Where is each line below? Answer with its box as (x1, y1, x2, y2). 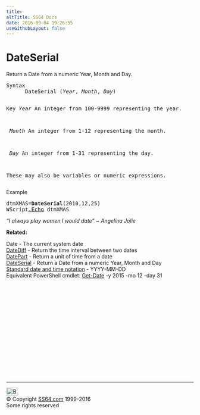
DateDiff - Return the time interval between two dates (6, 246, 137, 254)
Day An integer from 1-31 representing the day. (9, 150, 154, 157)
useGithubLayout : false (6, 25, 65, 32)
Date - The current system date (6, 241, 83, 248)
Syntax (6, 82, 26, 89)
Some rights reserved (6, 402, 60, 409)
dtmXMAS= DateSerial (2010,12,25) (6, 200, 101, 207)
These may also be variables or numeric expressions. (6, 172, 167, 179)
